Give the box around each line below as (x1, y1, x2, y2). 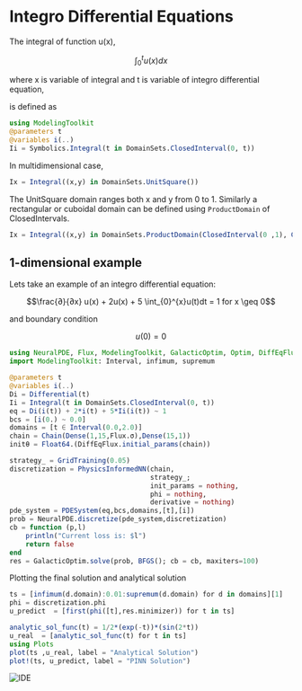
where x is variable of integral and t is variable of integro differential (9, 75, 260, 85)
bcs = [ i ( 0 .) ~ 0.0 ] (9, 415, 87, 424)
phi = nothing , (149, 490, 207, 499)
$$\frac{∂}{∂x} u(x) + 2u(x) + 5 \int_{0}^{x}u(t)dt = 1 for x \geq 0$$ (26, 297, 276, 307)
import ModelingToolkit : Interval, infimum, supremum (9, 357, 216, 366)
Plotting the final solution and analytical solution (9, 572, 187, 583)
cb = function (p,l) (9, 523, 87, 532)
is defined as (9, 102, 58, 112)
